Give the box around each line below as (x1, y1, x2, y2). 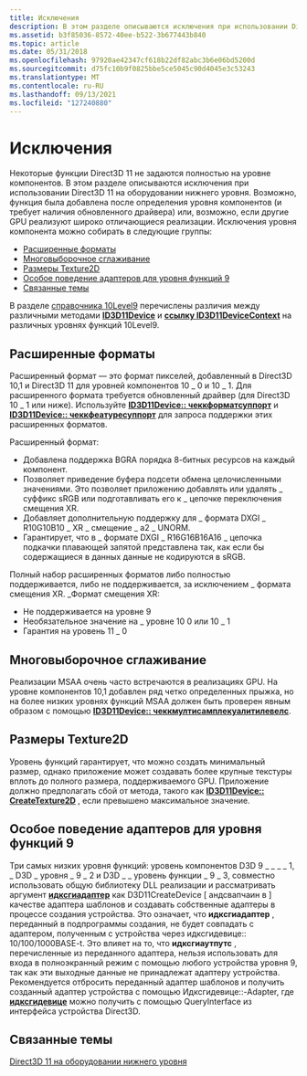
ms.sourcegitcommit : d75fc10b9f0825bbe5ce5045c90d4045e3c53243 (9, 65, 256, 74)
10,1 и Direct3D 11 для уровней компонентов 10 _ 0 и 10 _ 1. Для (9, 380, 252, 391)
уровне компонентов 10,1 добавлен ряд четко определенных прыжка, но (9, 686, 294, 697)
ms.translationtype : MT (9, 73, 101, 82)
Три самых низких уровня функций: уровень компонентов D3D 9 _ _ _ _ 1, (9, 860, 295, 870)
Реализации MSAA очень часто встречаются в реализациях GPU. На (9, 676, 279, 687)
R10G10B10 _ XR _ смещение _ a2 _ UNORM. (22, 522, 191, 533)
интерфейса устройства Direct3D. (9, 1006, 141, 1017)
